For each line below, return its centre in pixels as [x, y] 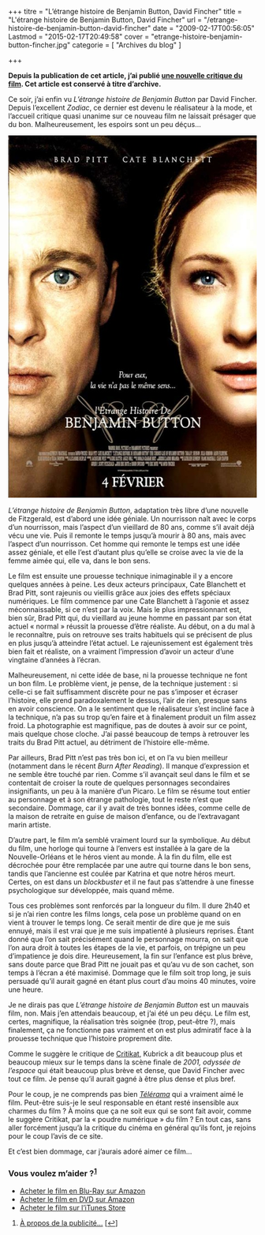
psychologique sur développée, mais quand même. [91, 890]
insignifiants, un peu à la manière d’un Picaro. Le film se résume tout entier [129, 791]
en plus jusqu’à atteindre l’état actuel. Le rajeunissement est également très [131, 643]
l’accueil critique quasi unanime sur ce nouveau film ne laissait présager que [132, 116]
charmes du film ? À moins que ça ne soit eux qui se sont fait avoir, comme [130, 1111]
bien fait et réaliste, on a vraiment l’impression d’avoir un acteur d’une [121, 651]
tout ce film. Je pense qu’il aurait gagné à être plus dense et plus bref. [122, 1079]
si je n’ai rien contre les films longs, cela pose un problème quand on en [125, 914]
